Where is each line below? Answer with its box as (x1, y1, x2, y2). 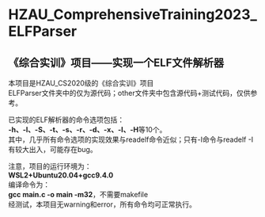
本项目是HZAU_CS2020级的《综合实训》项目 (8, 78, 154, 88)
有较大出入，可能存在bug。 (8, 145, 97, 154)
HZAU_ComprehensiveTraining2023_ (8, 6, 257, 24)
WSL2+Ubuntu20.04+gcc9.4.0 (8, 170, 114, 180)
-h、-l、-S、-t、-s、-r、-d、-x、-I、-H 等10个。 (8, 125, 167, 134)
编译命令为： (8, 180, 50, 189)
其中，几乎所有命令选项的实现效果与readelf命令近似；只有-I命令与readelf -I (8, 135, 254, 144)
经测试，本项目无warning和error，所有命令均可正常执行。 (8, 200, 196, 209)
